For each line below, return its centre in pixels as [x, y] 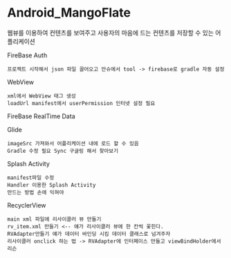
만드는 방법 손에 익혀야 [36, 192]
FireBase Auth [27, 55]
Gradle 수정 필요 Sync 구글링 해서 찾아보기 [63, 151]
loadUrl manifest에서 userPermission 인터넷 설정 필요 [81, 103]
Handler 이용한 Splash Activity [52, 185]
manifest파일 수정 [31, 178]
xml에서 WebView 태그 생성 [41, 96]
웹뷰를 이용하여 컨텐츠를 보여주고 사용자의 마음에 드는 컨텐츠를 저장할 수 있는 [111, 33]
